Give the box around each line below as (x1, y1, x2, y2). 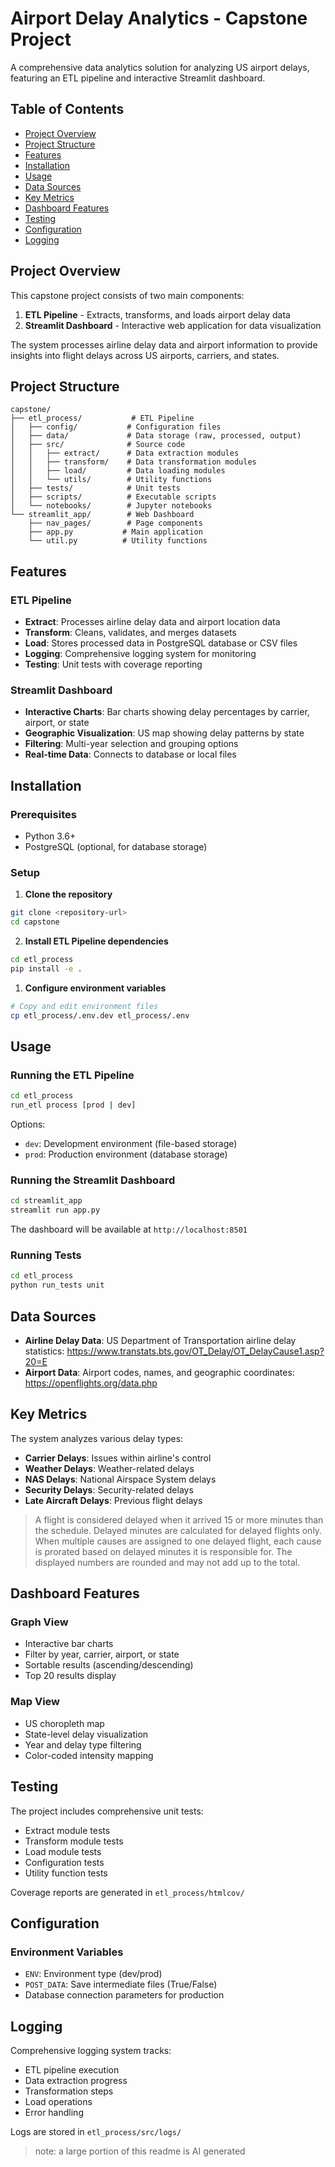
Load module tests (24, 1845, 102, 1857)
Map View (10, 1695, 61, 1709)
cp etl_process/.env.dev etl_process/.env (10, 1010, 190, 1021)
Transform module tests (24, 1835, 124, 1847)
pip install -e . (10, 963, 83, 974)
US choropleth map (24, 1717, 105, 1729)
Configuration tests (24, 1856, 105, 1868)
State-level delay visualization (24, 1728, 149, 1740)
